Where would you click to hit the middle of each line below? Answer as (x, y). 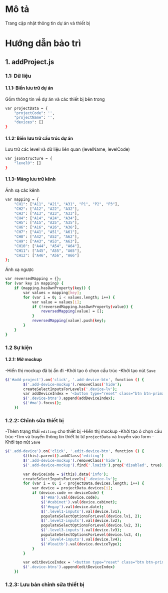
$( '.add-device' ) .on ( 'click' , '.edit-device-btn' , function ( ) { (74, 451)
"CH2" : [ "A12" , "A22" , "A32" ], (47, 209)
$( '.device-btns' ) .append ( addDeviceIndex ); (69, 398)
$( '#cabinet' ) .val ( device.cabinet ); (79, 502)
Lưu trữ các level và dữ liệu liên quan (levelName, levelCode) (67, 149)
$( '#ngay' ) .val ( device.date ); (72, 507)
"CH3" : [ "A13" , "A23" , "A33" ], (47, 213)
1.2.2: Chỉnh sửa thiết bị (34, 420)
